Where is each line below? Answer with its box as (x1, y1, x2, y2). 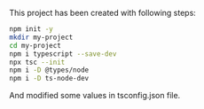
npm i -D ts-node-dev (9, 74, 90, 83)
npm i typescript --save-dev (9, 49, 117, 58)
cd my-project (9, 41, 62, 50)
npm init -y (9, 25, 53, 34)
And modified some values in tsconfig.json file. (9, 90, 181, 101)
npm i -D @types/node (9, 66, 90, 74)
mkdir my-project (9, 33, 74, 42)
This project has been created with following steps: (9, 8, 197, 18)
